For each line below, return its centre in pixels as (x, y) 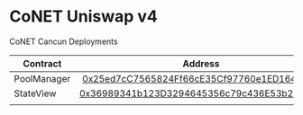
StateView (35, 93)
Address (201, 63)
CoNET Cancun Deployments (64, 41)
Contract (42, 63)
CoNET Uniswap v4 (83, 17)
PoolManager (42, 78)
